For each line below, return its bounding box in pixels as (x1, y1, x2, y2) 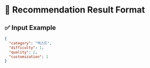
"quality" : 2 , (9, 50, 37, 54)
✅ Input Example (4, 24, 56, 32)
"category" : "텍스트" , (9, 41, 52, 45)
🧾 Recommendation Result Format (4, 4, 145, 15)
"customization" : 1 (9, 54, 49, 59)
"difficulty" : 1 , (9, 45, 44, 50)
